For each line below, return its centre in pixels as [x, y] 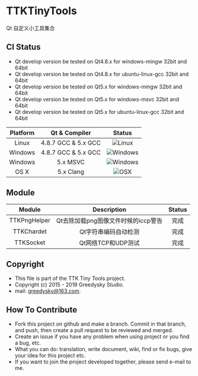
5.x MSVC [71, 162]
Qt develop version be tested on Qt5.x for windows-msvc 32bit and [97, 99]
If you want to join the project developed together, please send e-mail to [103, 362]
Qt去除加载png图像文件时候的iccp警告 [109, 221]
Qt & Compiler [71, 133]
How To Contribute [42, 310]
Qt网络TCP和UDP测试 [109, 243]
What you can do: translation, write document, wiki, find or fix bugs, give [103, 349]
